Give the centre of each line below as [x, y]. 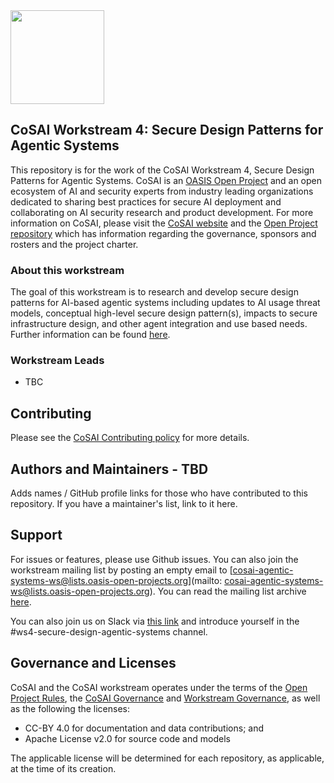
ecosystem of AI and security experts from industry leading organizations [162, 191]
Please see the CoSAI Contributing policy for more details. [130, 438]
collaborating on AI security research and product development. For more [162, 212]
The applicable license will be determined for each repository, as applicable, [167, 758]
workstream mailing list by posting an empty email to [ [121, 570]
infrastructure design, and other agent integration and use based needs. [159, 324]
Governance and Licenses [93, 663]
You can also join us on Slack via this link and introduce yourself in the [155, 621]
